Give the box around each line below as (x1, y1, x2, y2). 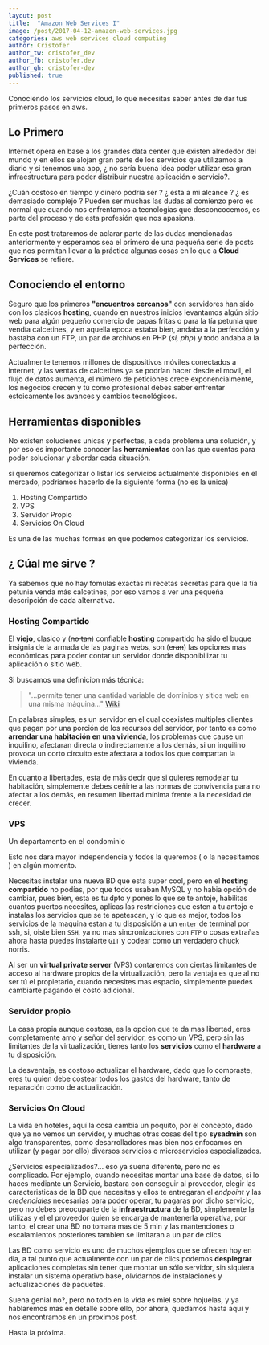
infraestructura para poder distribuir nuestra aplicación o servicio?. (8, 172, 230, 181)
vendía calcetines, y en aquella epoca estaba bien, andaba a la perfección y (8, 324, 259, 334)
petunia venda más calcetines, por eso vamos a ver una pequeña (8, 587, 224, 597)
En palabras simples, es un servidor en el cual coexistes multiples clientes (8, 715, 254, 724)
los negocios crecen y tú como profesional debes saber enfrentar (8, 383, 226, 393)
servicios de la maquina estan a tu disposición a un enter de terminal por (8, 919, 250, 928)
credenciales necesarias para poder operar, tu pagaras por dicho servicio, (8, 1196, 255, 1205)
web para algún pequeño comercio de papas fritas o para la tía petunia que (8, 316, 258, 326)
